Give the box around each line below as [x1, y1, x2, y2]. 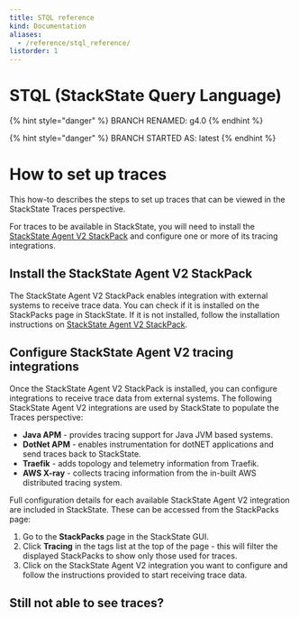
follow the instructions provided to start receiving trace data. [22, 569, 248, 580]
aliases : [9, 30, 42, 39]
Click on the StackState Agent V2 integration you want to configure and [22, 559, 288, 570]
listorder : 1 [9, 47, 59, 56]
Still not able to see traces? [9, 595, 165, 611]
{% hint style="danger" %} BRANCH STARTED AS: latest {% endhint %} [9, 132, 276, 144]
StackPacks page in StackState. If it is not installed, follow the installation [9, 309, 281, 320]
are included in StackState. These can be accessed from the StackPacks [9, 504, 279, 514]
